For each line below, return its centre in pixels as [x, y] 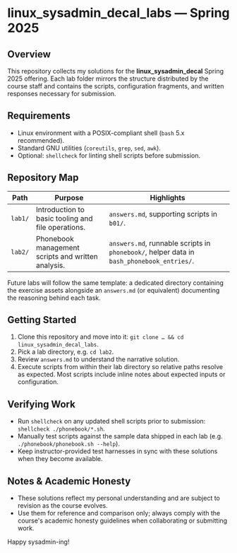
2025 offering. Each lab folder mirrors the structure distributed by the [108, 78]
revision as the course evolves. [62, 506]
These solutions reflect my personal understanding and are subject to [119, 498]
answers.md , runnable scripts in [160, 243]
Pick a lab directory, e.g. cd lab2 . [66, 352]
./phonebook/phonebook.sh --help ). [68, 444]
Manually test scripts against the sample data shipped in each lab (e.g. [120, 436]
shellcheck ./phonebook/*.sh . [61, 429]
